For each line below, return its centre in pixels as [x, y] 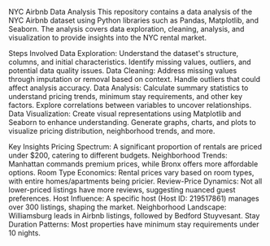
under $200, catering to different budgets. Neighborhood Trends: [118, 155]
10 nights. [24, 233]
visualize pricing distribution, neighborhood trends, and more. [112, 131]
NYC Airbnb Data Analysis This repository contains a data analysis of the [131, 12]
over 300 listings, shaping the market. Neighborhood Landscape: [118, 207]
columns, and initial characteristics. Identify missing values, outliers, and [130, 62]
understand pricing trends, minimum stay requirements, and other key [125, 96]
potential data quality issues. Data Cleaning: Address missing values [123, 71]
